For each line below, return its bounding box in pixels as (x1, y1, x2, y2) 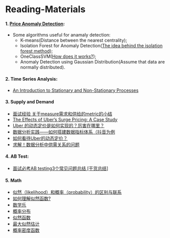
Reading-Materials (5, 4, 86, 15)
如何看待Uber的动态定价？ (12, 135, 68, 141)
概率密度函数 (12, 227, 40, 233)
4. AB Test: (5, 153, 29, 159)
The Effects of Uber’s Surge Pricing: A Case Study (12, 116, 118, 122)
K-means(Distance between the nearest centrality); (20, 37, 127, 44)
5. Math (5, 177, 22, 183)
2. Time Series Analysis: (5, 76, 58, 82)
